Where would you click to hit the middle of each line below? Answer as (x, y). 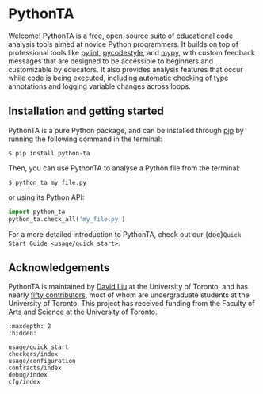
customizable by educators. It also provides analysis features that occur (126, 69)
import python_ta (37, 212)
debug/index (28, 375)
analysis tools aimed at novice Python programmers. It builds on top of (124, 44)
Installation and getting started (86, 111)
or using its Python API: (46, 197)
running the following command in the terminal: (85, 139)
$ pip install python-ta (49, 153)
